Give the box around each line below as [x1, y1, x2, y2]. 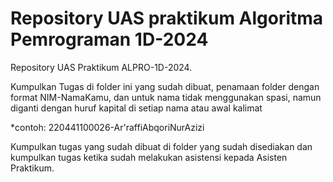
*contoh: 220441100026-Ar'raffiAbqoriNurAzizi [10, 121, 205, 133]
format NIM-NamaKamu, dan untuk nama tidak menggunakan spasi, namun [10, 91, 322, 103]
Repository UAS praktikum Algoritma [10, 7, 324, 30]
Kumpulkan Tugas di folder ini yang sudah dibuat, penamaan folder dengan [10, 80, 320, 92]
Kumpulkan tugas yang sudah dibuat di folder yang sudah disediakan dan [10, 140, 313, 152]
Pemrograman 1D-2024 [10, 28, 209, 51]
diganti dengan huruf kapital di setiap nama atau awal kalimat [10, 102, 263, 114]
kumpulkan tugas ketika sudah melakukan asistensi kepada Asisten [10, 151, 288, 163]
